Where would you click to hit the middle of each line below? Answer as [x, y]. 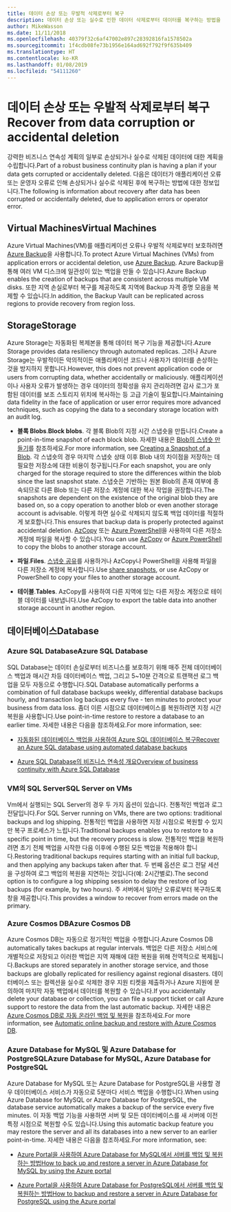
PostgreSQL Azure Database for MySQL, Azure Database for [109, 1059]
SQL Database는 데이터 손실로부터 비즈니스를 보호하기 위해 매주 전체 [100, 667]
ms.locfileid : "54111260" [44, 71]
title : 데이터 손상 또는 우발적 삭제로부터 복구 [66, 13]
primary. [19, 906]
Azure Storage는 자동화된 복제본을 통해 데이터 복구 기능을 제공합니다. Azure [109, 343]
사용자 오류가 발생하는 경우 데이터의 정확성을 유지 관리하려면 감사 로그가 [116, 386]
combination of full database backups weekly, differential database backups [115, 692]
